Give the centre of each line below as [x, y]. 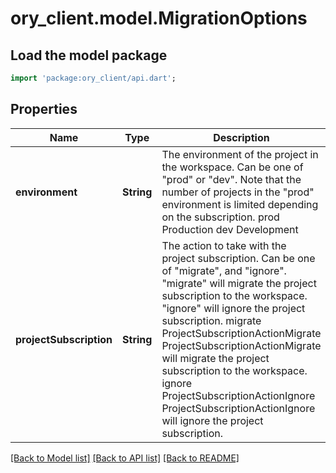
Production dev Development [230, 229]
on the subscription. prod [220, 217]
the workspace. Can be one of [232, 167]
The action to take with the [224, 245]
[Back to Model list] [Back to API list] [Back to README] [125, 458]
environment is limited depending [240, 204]
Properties [44, 109]
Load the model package [89, 55]
